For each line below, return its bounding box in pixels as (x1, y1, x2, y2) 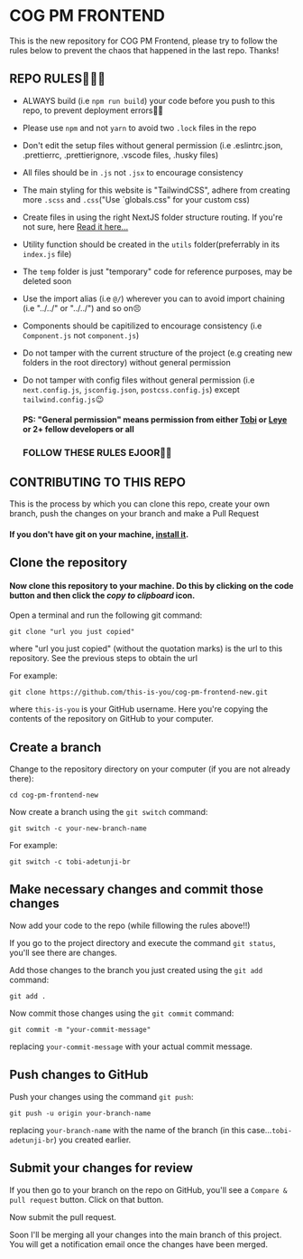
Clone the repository (9, 555, 128, 571)
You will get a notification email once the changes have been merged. (9, 1238, 269, 1249)
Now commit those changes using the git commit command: (9, 1008, 234, 1018)
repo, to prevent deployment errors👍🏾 (22, 105, 164, 116)
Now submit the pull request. (9, 1211, 117, 1222)
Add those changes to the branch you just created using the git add (9, 964, 263, 975)
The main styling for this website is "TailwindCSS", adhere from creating (22, 185, 290, 195)
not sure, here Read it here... (22, 221, 129, 232)
